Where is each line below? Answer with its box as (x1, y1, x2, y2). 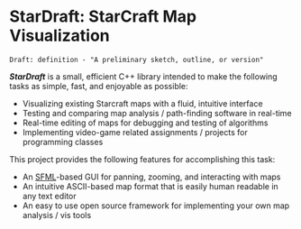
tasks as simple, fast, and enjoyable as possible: (9, 80, 188, 91)
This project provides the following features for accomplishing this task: (9, 153, 276, 164)
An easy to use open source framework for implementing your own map (22, 200, 290, 211)
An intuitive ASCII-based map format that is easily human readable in (22, 180, 279, 191)
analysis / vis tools (22, 209, 92, 220)
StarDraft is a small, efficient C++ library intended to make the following (9, 70, 278, 82)
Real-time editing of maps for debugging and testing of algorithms (22, 117, 269, 128)
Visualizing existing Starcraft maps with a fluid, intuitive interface (22, 97, 263, 109)
